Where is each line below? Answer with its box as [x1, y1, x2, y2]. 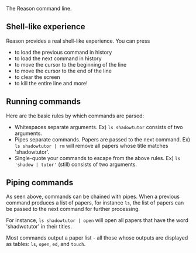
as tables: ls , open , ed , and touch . [6, 241, 86, 248]
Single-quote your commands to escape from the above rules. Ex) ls [14, 154, 181, 161]
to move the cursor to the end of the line [14, 67, 112, 74]
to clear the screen [14, 73, 60, 81]
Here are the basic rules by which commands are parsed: [6, 112, 145, 119]
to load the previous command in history [14, 48, 112, 56]
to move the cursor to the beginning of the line [14, 61, 127, 68]
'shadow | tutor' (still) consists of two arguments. [14, 161, 137, 168]
